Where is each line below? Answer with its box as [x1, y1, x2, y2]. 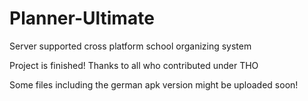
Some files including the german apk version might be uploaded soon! [9, 78, 299, 91]
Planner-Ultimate [9, 7, 155, 30]
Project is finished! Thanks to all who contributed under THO [9, 59, 259, 71]
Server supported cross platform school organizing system [9, 40, 252, 52]
